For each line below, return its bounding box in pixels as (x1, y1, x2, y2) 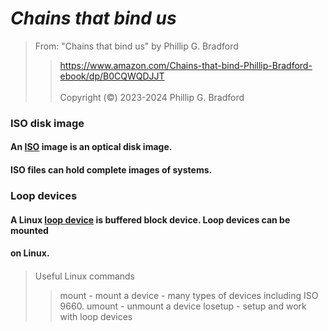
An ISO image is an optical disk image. (10, 141, 173, 153)
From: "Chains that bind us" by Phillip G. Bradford (34, 40, 239, 52)
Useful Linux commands (34, 270, 136, 282)
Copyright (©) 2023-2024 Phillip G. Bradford (59, 91, 245, 103)
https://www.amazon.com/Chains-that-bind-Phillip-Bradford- (59, 59, 313, 71)
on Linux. (10, 247, 50, 259)
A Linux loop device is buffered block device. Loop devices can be (10, 213, 291, 226)
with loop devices (59, 310, 133, 322)
